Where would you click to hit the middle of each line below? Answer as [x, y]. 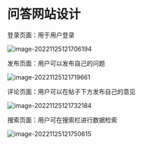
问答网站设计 [44, 14]
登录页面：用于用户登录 [41, 35]
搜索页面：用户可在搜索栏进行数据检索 [62, 120]
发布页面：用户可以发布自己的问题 [56, 63]
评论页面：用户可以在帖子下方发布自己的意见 [71, 91]
